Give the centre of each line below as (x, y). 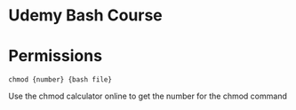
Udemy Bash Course (85, 16)
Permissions (56, 56)
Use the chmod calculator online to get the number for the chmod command (148, 96)
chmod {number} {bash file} (60, 80)
